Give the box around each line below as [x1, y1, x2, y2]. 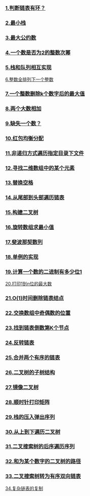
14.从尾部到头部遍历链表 [5, 194, 65, 201]
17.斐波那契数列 [5, 239, 43, 246]
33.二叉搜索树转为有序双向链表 [5, 473, 81, 480]
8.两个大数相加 [5, 105, 41, 112]
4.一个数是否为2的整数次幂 [5, 49, 71, 56]
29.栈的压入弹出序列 [5, 414, 55, 421]
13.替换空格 [5, 179, 34, 186]
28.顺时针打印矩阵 [5, 398, 50, 405]
